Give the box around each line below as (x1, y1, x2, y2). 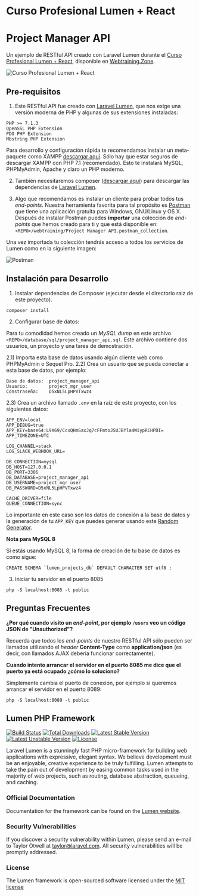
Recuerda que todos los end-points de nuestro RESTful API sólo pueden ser (6, 637, 192, 644)
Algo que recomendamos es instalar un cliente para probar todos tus (14, 195, 184, 202)
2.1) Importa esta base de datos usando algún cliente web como (6, 354, 163, 361)
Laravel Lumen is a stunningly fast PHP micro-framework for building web (6, 747, 188, 754)
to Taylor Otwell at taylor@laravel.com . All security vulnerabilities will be (6, 842, 183, 849)
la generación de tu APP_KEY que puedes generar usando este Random (6, 517, 179, 524)
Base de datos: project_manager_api (6, 378, 100, 384)
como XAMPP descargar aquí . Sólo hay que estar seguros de (27, 152, 178, 160)
